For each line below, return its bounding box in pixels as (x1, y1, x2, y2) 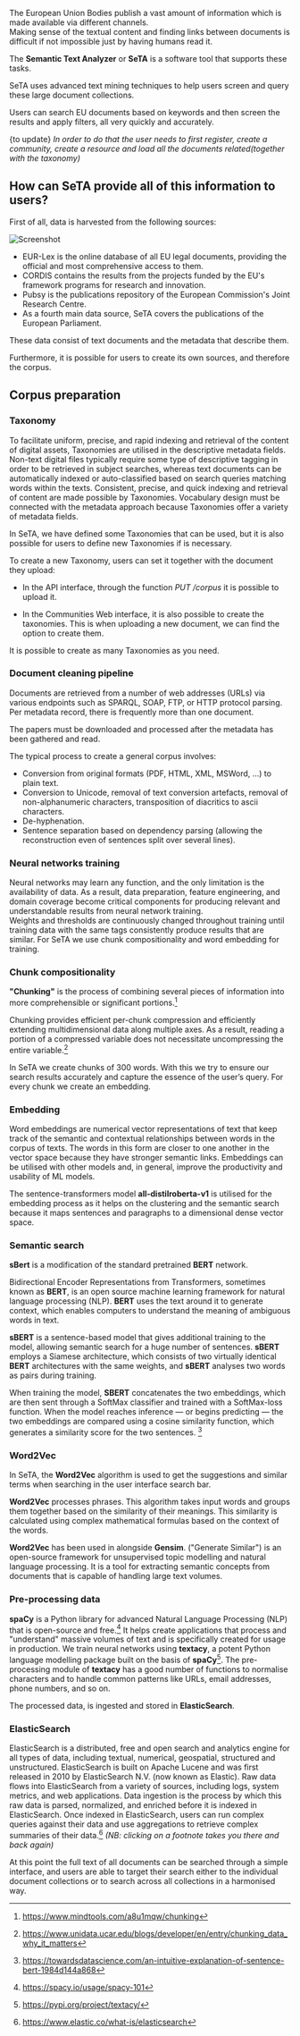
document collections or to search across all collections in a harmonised (9, 1875, 276, 1886)
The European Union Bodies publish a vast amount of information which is (9, 8, 282, 18)
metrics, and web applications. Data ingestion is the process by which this (9, 1790, 282, 1801)
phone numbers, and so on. (9, 1683, 111, 1694)
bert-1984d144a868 (21, 1964, 96, 1975)
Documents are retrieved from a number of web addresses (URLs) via (9, 688, 266, 698)
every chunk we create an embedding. (9, 1081, 152, 1092)
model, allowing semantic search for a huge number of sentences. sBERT (9, 1341, 279, 1353)
